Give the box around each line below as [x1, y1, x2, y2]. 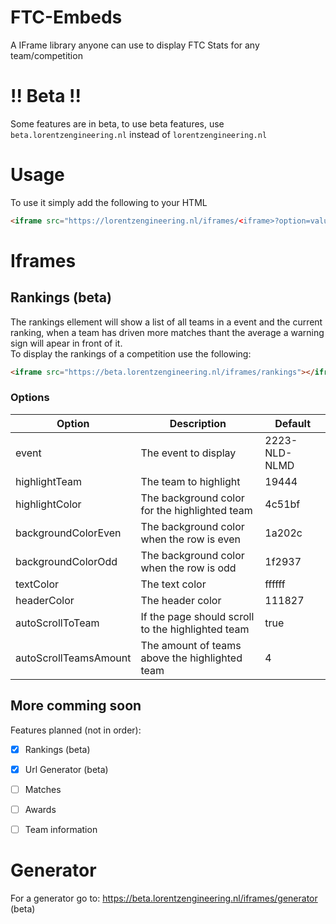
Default [274, 416, 312, 430]
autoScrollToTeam [15, 616, 100, 630]
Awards [24, 803, 57, 815]
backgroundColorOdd [15, 554, 118, 568]
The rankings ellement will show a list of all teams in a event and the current [10, 316, 323, 328]
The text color [140, 577, 207, 591]
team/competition [10, 49, 83, 61]
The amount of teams [140, 638, 242, 652]
